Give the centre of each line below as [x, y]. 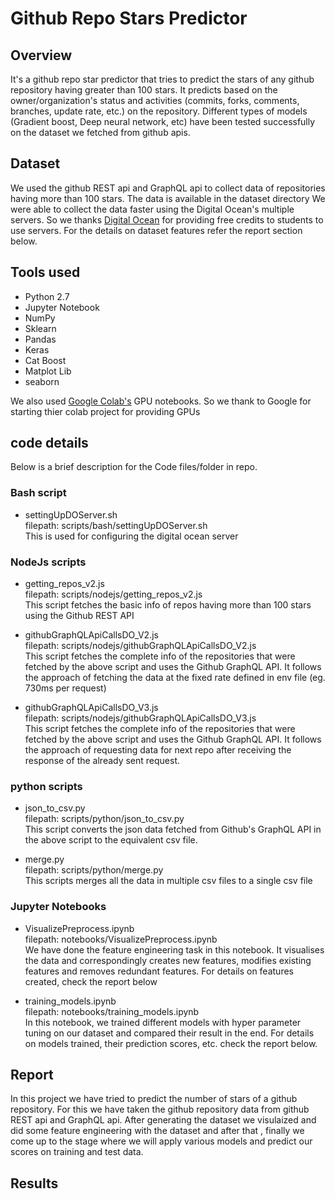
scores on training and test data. [77, 1152]
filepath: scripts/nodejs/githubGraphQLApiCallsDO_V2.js [140, 646]
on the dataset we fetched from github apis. [100, 132]
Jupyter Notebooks [58, 907]
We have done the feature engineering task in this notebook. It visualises [174, 949]
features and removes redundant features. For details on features [159, 971]
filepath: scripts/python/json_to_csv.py [104, 819]
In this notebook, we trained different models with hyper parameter [163, 1022]
